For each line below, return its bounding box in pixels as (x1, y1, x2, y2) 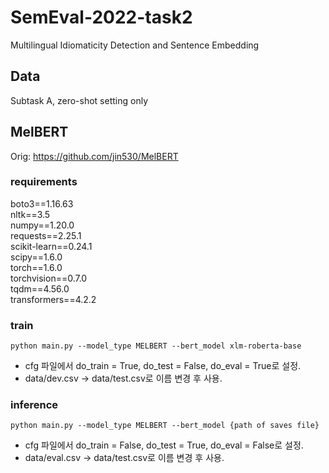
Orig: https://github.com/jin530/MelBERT (10, 150, 179, 162)
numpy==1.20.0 (10, 219, 75, 231)
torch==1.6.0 (10, 261, 63, 273)
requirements (10, 175, 78, 189)
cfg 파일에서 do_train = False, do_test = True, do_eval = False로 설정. (24, 439, 304, 451)
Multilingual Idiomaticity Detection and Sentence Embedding (10, 39, 260, 51)
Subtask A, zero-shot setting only (10, 94, 149, 106)
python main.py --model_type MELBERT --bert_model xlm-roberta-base (10, 341, 302, 351)
